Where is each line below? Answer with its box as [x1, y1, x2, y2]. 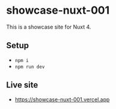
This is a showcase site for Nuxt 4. [6, 23, 91, 30]
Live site [6, 80, 38, 90]
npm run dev [14, 64, 45, 70]
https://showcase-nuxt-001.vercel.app [14, 96, 110, 103]
